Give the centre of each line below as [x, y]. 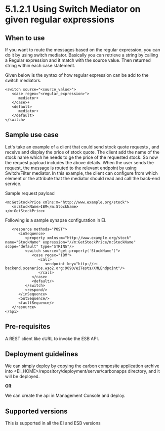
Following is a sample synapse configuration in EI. [56, 220]
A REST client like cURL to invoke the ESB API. [52, 338]
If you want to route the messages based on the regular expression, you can [83, 50]
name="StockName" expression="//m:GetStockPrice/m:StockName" [70, 242]
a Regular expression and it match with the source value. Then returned [78, 60]
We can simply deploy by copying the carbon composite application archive [82, 366]
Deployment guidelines [41, 354]
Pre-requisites [28, 327]
